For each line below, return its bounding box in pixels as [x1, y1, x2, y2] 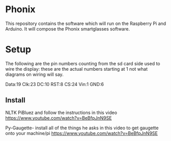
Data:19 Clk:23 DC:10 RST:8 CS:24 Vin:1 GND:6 [5, 81, 104, 87]
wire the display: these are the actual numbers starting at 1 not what [5, 66, 148, 72]
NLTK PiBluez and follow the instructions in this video [5, 109, 117, 116]
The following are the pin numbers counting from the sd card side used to [5, 60, 160, 67]
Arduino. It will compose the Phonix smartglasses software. [5, 25, 130, 32]
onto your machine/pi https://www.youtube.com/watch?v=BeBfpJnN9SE [5, 130, 158, 136]
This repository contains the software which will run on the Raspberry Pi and [5, 20, 166, 26]
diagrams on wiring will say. [5, 71, 64, 77]
